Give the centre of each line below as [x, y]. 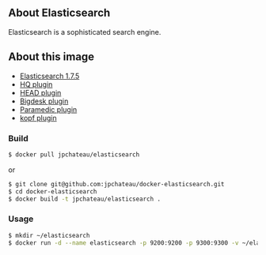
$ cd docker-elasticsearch [53, 191]
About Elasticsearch [59, 13]
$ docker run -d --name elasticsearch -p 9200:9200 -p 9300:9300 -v [123, 243]
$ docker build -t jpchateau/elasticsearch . [84, 199]
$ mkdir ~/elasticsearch [49, 235]
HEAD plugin [40, 92]
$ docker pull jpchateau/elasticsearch [74, 154]
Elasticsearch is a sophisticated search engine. [85, 32]
